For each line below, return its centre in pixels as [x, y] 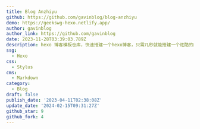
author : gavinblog [29, 28]
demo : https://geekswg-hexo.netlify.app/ [58, 23]
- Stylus [22, 67]
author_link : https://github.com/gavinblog [61, 34]
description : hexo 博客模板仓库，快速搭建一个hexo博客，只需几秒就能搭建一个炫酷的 [100, 45]
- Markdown [25, 78]
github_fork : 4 [25, 117]
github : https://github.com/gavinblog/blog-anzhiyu [71, 17]
